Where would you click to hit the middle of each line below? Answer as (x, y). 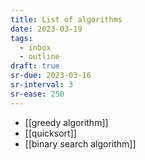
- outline (39, 57)
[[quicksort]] (50, 133)
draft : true (35, 66)
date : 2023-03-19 (46, 29)
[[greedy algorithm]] (66, 122)
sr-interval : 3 (42, 85)
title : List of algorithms (66, 19)
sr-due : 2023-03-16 (51, 76)
